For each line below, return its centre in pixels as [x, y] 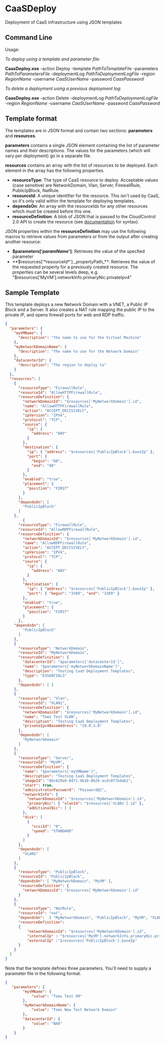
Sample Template [32, 293]
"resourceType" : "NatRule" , [47, 909]
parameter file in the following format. [43, 973]
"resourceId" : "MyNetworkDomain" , [54, 653]
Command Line [29, 38]
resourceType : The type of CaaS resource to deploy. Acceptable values [85, 180]
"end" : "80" [43, 466]
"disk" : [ [33, 817]
